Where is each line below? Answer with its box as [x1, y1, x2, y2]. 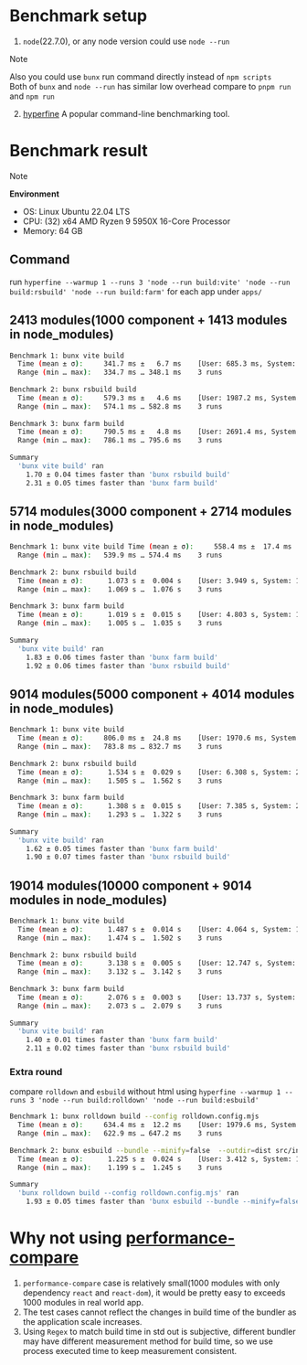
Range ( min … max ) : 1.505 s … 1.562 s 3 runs [17, 776, 223, 785]
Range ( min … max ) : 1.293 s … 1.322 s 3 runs [17, 810, 223, 819]
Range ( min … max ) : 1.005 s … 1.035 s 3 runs [17, 619, 223, 628]
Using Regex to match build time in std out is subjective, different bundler [22, 1326, 296, 1337]
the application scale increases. [22, 1316, 143, 1327]
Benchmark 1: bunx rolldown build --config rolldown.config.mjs [9, 1112, 259, 1121]
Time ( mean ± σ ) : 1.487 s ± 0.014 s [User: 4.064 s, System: [17, 924, 292, 933]
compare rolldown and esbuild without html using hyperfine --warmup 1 [9, 1086, 281, 1097]
